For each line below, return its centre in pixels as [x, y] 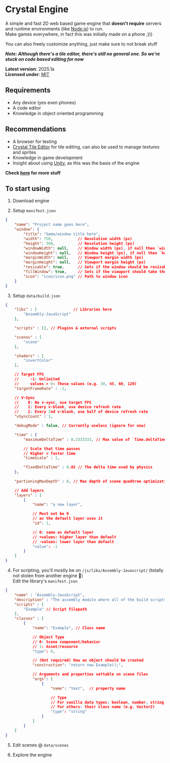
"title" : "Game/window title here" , [62, 234]
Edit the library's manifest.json [45, 581]
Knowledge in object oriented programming [58, 113]
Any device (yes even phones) [44, 102]
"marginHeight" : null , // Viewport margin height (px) [84, 262]
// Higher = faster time [50, 453]
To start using [28, 188]
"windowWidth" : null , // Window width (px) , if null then [89, 248]
